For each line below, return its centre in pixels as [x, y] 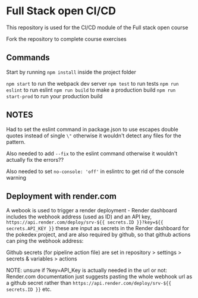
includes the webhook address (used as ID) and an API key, [79, 217]
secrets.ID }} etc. [29, 289]
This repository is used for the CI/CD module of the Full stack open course [97, 27]
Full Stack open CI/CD [61, 11]
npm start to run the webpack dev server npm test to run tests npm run [92, 83]
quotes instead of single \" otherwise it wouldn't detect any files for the [94, 136]
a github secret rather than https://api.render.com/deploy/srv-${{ [89, 283]
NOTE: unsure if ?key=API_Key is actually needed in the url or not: [87, 270]
